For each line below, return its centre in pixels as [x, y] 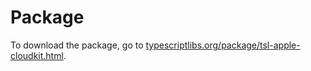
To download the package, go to [77, 45]
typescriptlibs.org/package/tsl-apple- [223, 45]
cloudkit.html [37, 55]
